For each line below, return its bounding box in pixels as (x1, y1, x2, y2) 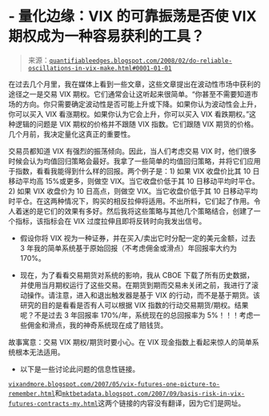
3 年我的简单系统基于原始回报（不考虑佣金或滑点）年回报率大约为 (19, 243, 238, 253)
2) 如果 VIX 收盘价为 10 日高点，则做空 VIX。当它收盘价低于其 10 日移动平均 (8, 186, 259, 196)
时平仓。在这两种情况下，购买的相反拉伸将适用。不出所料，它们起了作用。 (8, 196, 254, 206)
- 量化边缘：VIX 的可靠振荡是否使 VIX (8, 7, 257, 26)
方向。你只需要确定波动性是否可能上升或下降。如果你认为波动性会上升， (22, 99, 261, 109)
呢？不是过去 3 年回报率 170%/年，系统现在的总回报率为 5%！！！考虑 (19, 310, 254, 320)
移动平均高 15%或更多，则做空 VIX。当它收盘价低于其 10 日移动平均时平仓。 (8, 176, 259, 186)
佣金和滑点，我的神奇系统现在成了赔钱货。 (26, 320, 168, 330)
